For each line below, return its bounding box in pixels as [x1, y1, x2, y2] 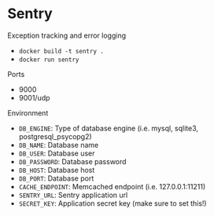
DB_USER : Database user [18, 148, 95, 158]
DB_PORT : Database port [18, 174, 94, 183]
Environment [7, 108, 49, 118]
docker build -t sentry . [18, 47, 104, 55]
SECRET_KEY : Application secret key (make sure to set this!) [18, 198, 207, 208]
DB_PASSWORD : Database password [18, 156, 127, 166]
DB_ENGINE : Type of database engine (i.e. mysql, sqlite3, [18, 123, 198, 133]
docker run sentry [18, 56, 79, 64]
